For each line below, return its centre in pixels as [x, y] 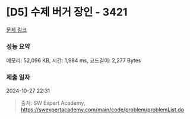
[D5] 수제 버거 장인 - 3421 [67, 12]
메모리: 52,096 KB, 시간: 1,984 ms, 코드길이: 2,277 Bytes [74, 60]
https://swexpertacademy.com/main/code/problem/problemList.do [102, 110]
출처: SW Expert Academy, [53, 103]
